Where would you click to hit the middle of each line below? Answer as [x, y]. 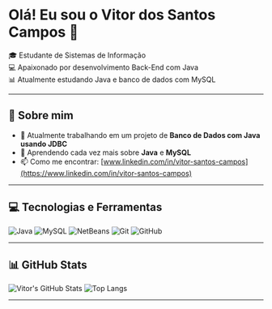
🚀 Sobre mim [41, 116]
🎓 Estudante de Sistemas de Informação [77, 55]
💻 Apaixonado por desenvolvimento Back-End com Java [103, 67]
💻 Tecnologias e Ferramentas [85, 207]
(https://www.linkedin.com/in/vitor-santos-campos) [106, 173]
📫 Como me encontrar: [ [62, 161]
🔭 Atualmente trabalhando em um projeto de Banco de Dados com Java [140, 135]
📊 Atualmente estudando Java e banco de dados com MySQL [112, 79]
